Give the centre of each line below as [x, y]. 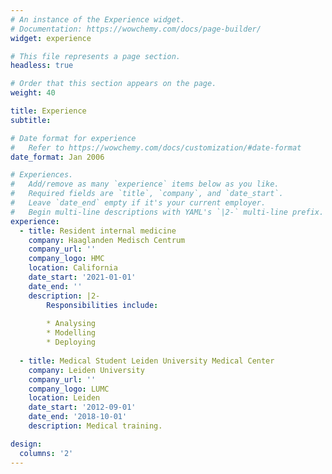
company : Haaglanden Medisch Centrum [107, 240]
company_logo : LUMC [69, 389]
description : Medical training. [95, 426]
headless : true [42, 66]
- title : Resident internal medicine [98, 231]
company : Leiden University [86, 370]
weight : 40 [33, 93]
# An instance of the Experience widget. [98, 19]
